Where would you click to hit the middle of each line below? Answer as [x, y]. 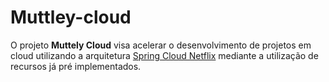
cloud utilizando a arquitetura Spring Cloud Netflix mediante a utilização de [164, 55]
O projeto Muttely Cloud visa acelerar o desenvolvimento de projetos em [161, 45]
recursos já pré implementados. [76, 66]
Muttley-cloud [71, 17]
